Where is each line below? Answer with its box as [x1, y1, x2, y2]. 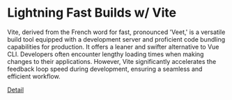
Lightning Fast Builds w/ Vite [7, 5, 176, 21]
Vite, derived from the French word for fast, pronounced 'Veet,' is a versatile [7, 28, 226, 36]
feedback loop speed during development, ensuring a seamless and [7, 65, 203, 73]
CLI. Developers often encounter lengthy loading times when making [7, 50, 204, 58]
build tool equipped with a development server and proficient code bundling [7, 35, 226, 43]
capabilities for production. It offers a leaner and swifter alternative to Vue [7, 42, 219, 51]
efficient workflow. [7, 72, 61, 81]
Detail [7, 85, 24, 94]
